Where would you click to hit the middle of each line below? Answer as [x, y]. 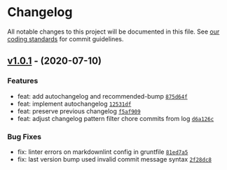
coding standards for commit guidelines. [66, 38]
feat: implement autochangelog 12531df [74, 104]
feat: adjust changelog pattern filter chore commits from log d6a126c [116, 118]
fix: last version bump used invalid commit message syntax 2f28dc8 [115, 159]
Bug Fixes [25, 136]
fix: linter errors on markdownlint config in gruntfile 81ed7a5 [103, 152]
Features [23, 81]
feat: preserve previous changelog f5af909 [79, 111]
